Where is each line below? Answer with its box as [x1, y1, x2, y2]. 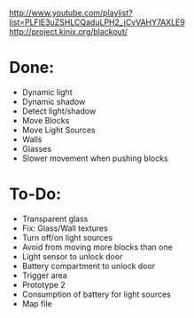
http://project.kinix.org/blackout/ [9, 27, 128, 36]
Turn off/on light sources [21, 232, 113, 242]
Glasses [21, 143, 51, 154]
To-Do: [9, 184, 62, 204]
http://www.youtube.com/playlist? [9, 8, 133, 18]
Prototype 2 [21, 279, 66, 290]
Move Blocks [21, 115, 70, 125]
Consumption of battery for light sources [21, 289, 171, 299]
